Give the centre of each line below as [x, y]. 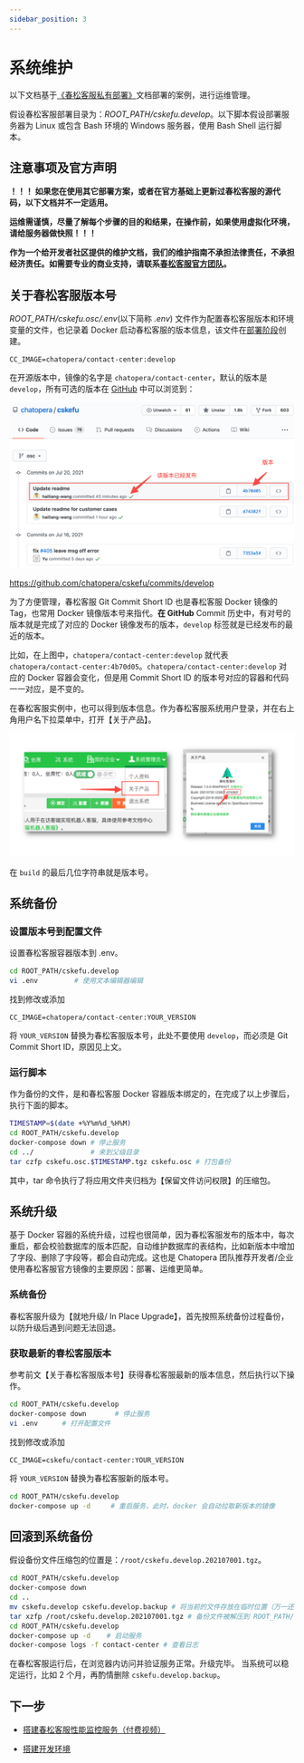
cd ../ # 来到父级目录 [74, 1152]
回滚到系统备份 [51, 1536]
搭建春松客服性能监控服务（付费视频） [94, 1729]
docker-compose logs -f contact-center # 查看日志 [104, 1645]
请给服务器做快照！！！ [53, 233]
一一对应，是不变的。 [49, 689]
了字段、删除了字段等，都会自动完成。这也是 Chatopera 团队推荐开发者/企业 [152, 1257]
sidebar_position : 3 [48, 19]
